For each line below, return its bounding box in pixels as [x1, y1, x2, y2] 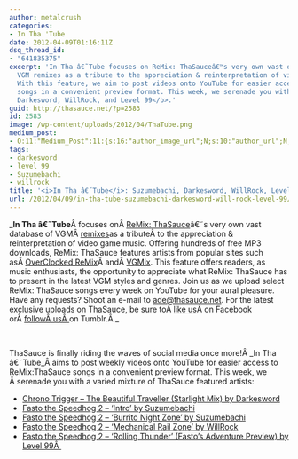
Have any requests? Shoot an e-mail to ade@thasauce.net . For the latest [9, 294, 274, 305]
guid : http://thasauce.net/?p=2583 [9, 104, 141, 113]
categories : [9, 21, 53, 30]
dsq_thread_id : [9, 46, 66, 55]
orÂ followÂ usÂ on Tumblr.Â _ [9, 313, 120, 324]
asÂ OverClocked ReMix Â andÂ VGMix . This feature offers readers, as [9, 257, 266, 267]
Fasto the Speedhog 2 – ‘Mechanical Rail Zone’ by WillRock [21, 421, 239, 431]
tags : [9, 145, 29, 154]
